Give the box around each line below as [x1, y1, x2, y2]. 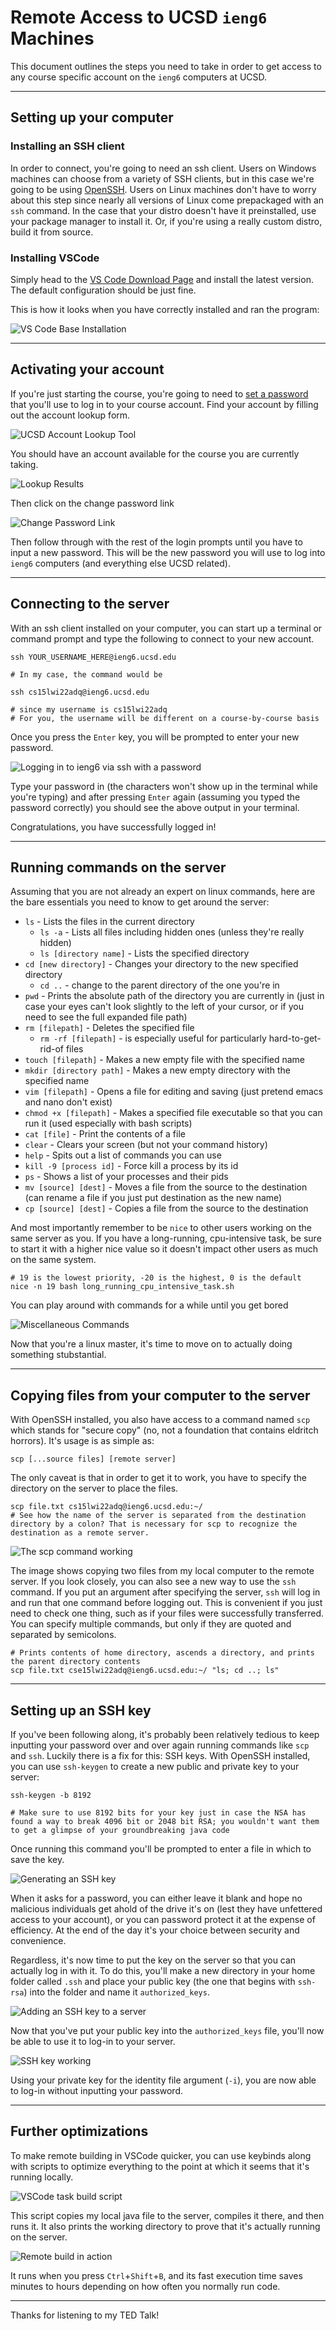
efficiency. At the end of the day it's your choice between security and [10, 1924, 300, 1936]
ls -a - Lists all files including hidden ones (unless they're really [39, 926, 305, 938]
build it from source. [10, 226, 94, 238]
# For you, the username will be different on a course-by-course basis [10, 713, 320, 723]
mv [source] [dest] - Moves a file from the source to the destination [24, 1181, 308, 1193]
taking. [10, 458, 39, 470]
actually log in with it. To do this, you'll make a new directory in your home [10, 1964, 316, 1976]
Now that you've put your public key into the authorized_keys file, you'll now [10, 2024, 325, 2036]
